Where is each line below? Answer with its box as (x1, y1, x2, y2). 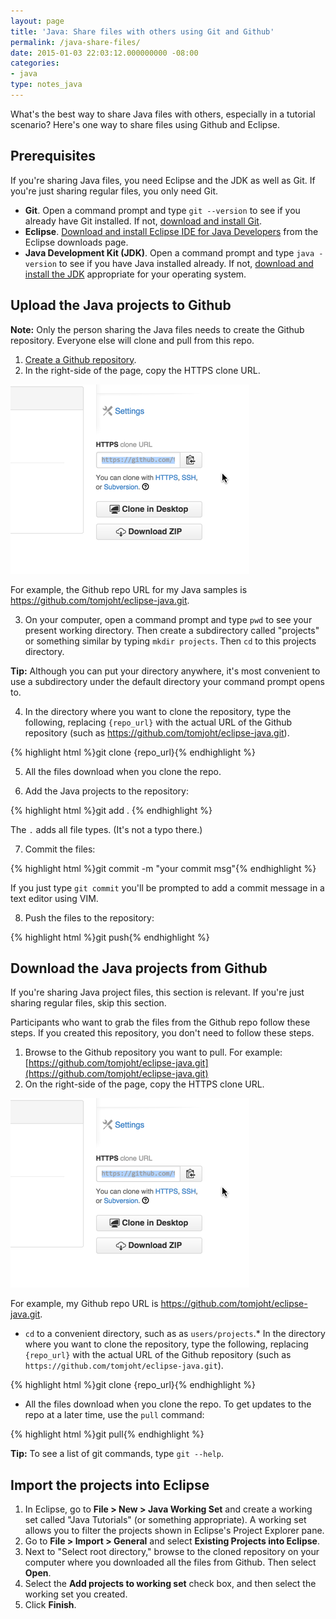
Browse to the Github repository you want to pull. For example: (24, 1046, 283, 1059)
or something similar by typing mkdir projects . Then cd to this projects (24, 635, 317, 647)
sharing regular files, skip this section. (10, 997, 167, 1009)
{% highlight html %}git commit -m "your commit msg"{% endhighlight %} (10, 862, 317, 874)
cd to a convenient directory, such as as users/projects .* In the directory (24, 1328, 326, 1340)
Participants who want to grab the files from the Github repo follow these (10, 1016, 311, 1029)
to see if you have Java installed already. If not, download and (58, 257, 314, 269)
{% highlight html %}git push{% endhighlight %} (10, 931, 210, 943)
